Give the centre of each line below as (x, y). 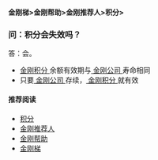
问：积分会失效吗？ (45, 34)
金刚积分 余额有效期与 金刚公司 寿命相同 (85, 70)
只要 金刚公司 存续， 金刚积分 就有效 (79, 80)
